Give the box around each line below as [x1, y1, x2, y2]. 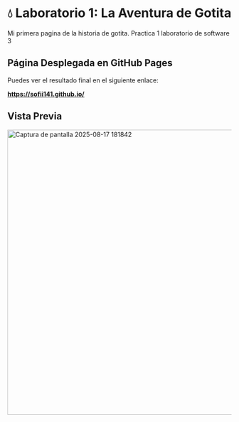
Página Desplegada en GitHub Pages [7, 57, 173, 69]
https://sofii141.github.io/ [7, 90, 85, 98]
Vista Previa [7, 110, 63, 122]
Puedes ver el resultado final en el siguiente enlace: [7, 76, 159, 85]
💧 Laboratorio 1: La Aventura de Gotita [7, 5, 232, 21]
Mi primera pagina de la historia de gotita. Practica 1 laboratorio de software [7, 28, 230, 37]
